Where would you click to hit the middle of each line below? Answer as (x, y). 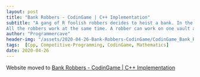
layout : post (22, 12)
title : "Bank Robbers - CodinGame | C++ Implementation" (78, 17)
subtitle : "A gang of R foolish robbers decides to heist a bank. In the (100, 23)
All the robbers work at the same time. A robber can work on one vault (98, 28)
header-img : (21, 39)
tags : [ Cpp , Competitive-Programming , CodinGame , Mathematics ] (87, 45)
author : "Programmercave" (38, 34)
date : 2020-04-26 (28, 51)
